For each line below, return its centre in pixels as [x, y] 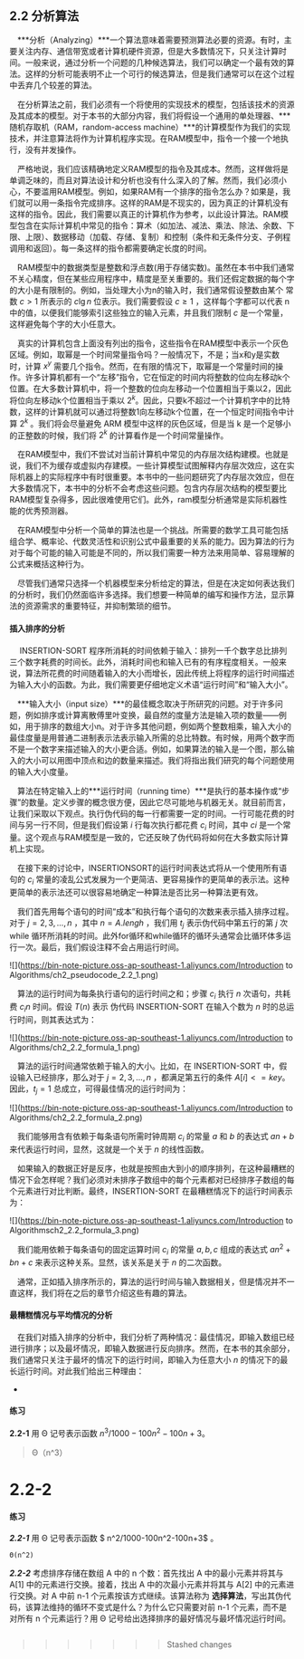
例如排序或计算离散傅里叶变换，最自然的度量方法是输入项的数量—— [152, 714]
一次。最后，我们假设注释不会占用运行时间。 [100, 947]
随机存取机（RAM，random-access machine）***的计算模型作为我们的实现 [150, 127]
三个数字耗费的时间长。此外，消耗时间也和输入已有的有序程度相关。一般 [144, 662]
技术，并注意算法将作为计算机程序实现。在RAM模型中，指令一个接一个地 [145, 138]
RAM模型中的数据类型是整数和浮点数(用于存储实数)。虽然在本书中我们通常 [156, 267]
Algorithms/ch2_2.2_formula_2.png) [76, 1117]
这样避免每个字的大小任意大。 [65, 323]
